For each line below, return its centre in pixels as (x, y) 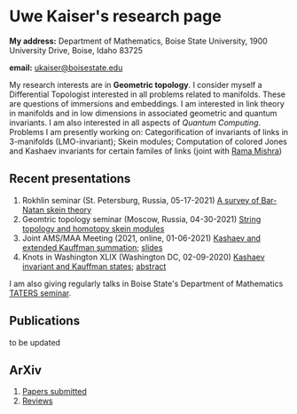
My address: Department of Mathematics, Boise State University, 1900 (138, 41)
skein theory (69, 210)
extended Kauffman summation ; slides (92, 247)
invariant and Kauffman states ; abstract (94, 266)
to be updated (35, 342)
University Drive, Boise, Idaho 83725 (76, 50)
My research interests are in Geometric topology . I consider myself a (136, 84)
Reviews (37, 401)
